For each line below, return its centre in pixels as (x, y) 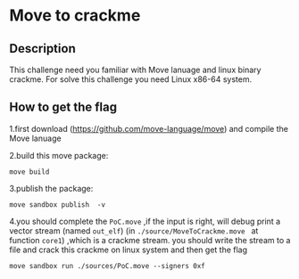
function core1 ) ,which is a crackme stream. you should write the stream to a (150, 240)
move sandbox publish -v (57, 205)
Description (42, 49)
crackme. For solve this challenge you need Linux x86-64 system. (131, 79)
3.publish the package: (51, 188)
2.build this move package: (59, 155)
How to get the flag (63, 107)
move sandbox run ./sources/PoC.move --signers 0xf (107, 266)
